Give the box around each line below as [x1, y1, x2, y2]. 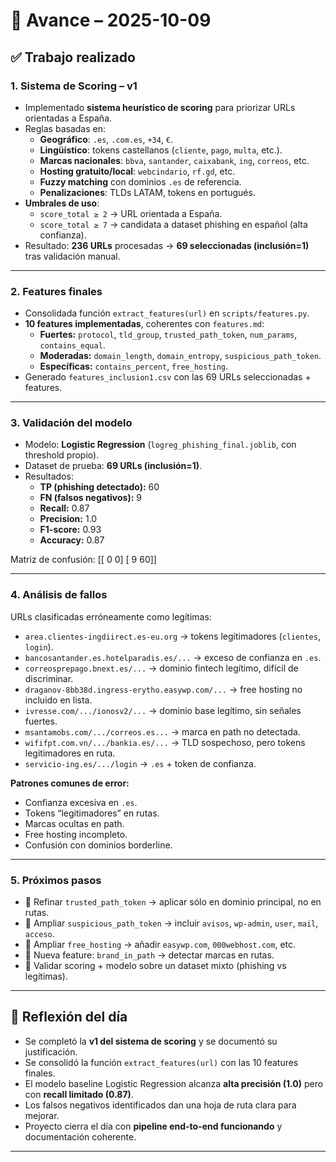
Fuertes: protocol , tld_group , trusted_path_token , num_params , [39, 329, 298, 341]
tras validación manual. [24, 250, 121, 262]
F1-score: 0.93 [39, 524, 102, 536]
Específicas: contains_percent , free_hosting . [39, 360, 229, 373]
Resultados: [24, 470, 74, 483]
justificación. [24, 1045, 78, 1058]
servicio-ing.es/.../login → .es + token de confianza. [24, 757, 257, 769]
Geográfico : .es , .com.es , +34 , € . [39, 133, 174, 145]
